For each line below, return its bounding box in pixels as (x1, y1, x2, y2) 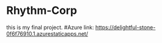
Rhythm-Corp (6, 4, 78, 18)
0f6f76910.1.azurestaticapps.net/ (6, 30, 89, 37)
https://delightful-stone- (95, 24, 156, 31)
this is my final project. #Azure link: (6, 24, 94, 31)
